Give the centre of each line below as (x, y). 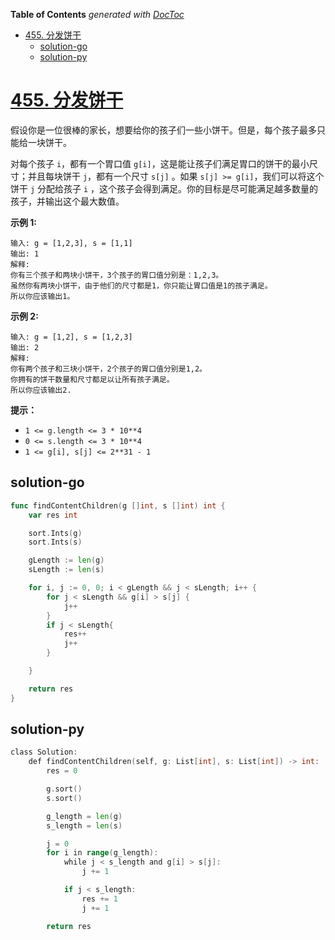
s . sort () (64, 798)
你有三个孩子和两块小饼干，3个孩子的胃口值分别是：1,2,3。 (117, 275)
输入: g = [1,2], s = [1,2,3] (71, 337)
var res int (53, 515)
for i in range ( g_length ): (102, 853)
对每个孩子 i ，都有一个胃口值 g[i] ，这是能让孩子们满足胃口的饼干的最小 (160, 163)
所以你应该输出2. (41, 390)
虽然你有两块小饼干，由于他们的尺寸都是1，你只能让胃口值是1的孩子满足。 (141, 285)
